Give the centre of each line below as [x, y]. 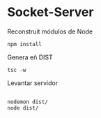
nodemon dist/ [28, 102]
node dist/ [23, 108]
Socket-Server [50, 12]
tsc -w [17, 70]
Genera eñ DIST [30, 57]
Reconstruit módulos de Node [50, 31]
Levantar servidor [32, 83]
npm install [24, 44]
